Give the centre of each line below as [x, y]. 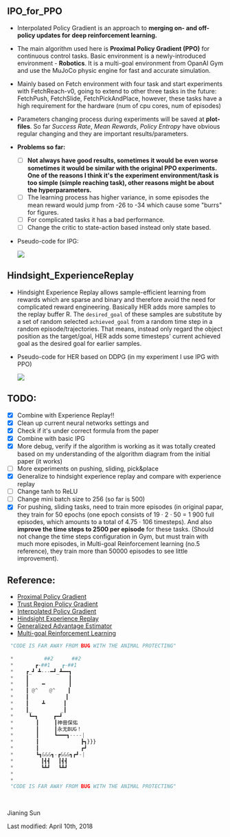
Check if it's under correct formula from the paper [88, 431]
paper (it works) [40, 461]
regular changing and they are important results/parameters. [103, 133]
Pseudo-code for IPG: [48, 241]
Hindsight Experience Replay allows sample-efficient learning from [111, 292]
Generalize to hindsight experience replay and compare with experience [119, 477]
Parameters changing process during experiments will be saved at [111, 119]
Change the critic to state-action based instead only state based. [119, 227]
